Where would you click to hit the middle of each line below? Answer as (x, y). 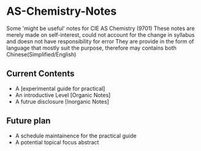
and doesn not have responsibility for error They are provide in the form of (100, 41)
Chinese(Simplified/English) (41, 54)
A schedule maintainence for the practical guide (76, 136)
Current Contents (40, 74)
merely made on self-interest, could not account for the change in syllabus (100, 34)
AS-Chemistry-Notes (62, 11)
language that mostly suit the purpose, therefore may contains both (91, 48)
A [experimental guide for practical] (60, 88)
